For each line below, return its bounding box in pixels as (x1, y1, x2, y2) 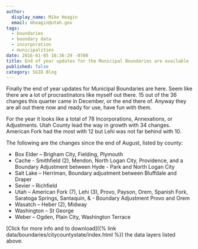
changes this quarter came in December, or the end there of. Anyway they (6, 98, 187, 105)
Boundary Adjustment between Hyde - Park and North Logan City (14, 163, 176, 171)
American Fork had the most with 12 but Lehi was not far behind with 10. (6, 128, 182, 135)
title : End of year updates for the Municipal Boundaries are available (6, 58, 189, 64)
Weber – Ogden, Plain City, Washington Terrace (14, 214, 131, 221)
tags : (6, 25, 20, 31)
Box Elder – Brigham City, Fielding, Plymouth (14, 151, 123, 158)
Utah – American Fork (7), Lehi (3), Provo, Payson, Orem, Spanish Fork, (14, 188, 188, 195)
